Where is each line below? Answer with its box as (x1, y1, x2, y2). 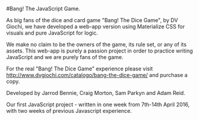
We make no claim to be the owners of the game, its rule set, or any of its (6, 41, 187, 48)
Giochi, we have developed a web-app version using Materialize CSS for (6, 23, 185, 30)
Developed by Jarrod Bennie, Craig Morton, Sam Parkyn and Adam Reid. (6, 90, 186, 96)
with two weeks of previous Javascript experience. (6, 107, 132, 114)
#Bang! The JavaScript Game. (6, 5, 81, 12)
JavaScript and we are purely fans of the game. (6, 54, 124, 60)
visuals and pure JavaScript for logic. (6, 29, 98, 36)
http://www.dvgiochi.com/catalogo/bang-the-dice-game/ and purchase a (6, 72, 188, 78)
